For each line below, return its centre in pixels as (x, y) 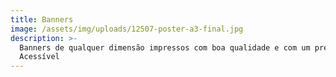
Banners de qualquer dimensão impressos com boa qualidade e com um (165, 47)
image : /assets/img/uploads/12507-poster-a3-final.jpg (127, 29)
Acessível (39, 57)
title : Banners (42, 19)
